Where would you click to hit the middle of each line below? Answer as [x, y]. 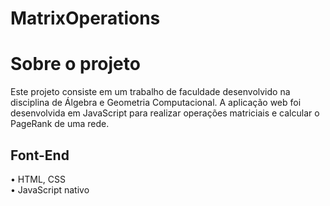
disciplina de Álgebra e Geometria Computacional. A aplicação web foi [156, 103]
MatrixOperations [85, 18]
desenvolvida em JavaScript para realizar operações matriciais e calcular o [165, 113]
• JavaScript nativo [50, 189]
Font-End [40, 155]
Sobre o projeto [75, 64]
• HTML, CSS [38, 179]
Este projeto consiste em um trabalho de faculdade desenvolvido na [150, 92]
